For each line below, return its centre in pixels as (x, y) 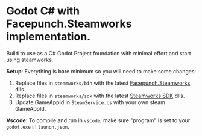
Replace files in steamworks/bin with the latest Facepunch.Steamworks (103, 83)
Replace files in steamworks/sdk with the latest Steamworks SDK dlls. (100, 96)
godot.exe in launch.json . (38, 126)
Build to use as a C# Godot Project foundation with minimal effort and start (99, 53)
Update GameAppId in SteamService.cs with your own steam (90, 102)
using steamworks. (30, 60)
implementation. (49, 37)
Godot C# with (43, 11)
